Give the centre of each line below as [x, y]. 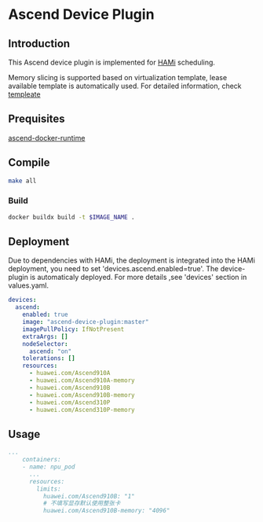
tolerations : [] [49, 358]
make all [22, 181]
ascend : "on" [50, 351]
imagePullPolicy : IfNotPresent [73, 329]
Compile [29, 163]
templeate [24, 94]
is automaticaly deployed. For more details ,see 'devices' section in [139, 278]
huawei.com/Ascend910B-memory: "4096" [106, 511]
